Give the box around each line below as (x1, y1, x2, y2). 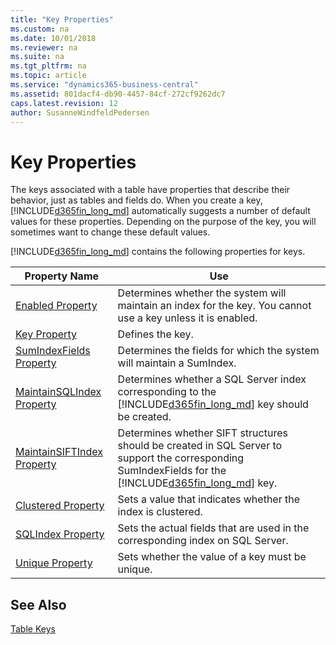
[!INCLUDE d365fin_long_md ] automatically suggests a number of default (10, 205, 311, 217)
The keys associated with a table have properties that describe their (10, 184, 291, 196)
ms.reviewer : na (10, 42, 78, 53)
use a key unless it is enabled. (117, 311, 258, 325)
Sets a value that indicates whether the (117, 492, 301, 506)
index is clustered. (117, 505, 203, 519)
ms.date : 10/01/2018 (10, 33, 97, 43)
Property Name (24, 269, 100, 283)
